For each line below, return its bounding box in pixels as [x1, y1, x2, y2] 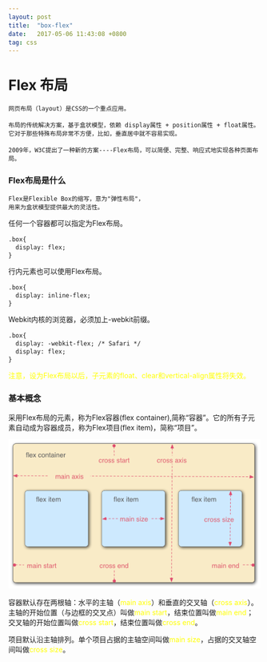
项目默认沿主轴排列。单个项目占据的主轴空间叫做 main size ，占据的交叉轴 [8, 634, 250, 644]
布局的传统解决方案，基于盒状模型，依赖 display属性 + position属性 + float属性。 [8, 121, 260, 130]
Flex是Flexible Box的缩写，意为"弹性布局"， [8, 195, 145, 204]
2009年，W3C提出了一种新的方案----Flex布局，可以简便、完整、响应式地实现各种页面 [8, 147, 253, 155]
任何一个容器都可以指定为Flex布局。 [8, 219, 128, 228]
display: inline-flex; [15, 292, 91, 300]
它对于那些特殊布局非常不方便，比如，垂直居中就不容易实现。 [8, 130, 181, 138]
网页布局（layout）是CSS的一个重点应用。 [8, 105, 130, 113]
